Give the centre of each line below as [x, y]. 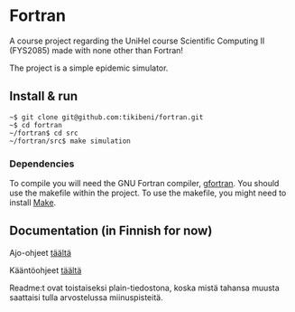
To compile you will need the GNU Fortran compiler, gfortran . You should [144, 184]
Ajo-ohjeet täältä [41, 252]
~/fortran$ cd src [44, 133]
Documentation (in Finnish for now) [111, 231]
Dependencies [42, 164]
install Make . [33, 203]
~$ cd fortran [36, 125]
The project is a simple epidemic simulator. [89, 68]
